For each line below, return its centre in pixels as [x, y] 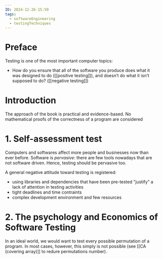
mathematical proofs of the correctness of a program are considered [74, 119]
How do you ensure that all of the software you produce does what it [81, 70]
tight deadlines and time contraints [47, 192]
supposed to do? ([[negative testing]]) [50, 81]
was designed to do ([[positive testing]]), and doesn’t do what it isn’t [81, 76]
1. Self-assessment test [54, 139]
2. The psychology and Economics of [81, 217]
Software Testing [41, 227]
